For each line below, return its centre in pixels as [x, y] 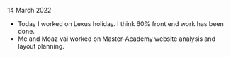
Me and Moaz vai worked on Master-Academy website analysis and [117, 39]
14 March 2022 [29, 10]
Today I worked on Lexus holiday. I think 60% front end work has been [121, 24]
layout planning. [41, 46]
